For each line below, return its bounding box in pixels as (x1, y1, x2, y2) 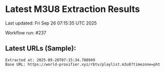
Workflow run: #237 (5, 29, 47, 35)
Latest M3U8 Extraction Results (5, 3, 140, 15)
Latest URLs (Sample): (5, 44, 76, 53)
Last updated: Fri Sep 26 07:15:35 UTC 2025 (5, 20, 97, 26)
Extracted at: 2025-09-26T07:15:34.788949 (5, 57, 95, 62)
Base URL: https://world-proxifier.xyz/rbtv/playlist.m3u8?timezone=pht (5, 61, 160, 67)
